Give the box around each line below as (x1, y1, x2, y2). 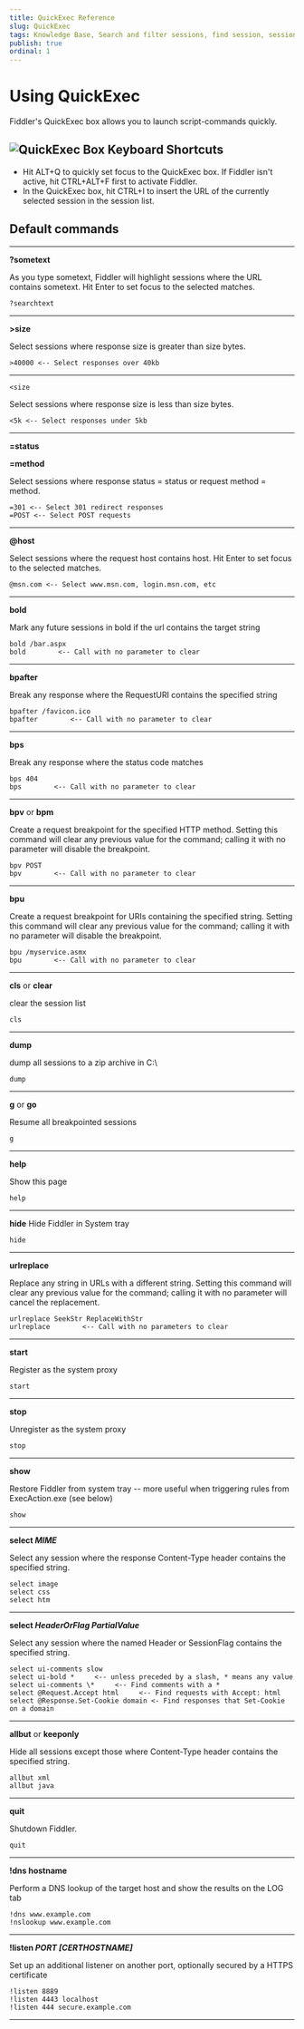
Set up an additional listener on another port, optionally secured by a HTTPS (9, 1959, 294, 1970)
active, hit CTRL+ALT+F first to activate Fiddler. (22, 176, 198, 187)
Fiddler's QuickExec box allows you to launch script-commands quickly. (9, 116, 278, 127)
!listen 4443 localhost (9, 1995, 100, 2004)
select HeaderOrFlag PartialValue (9, 1619, 140, 1630)
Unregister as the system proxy (9, 1423, 127, 1434)
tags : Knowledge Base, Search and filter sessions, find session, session (9, 30, 298, 39)
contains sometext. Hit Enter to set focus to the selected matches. (9, 281, 255, 292)
